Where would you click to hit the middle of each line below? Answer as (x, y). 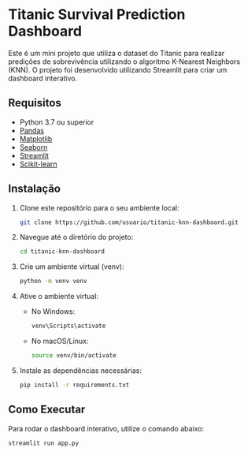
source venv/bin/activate (74, 356)
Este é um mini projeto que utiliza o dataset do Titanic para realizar (117, 53)
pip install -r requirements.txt (74, 385)
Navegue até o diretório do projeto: (76, 237)
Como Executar (47, 410)
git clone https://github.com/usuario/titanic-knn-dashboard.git (129, 222)
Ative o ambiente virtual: (59, 296)
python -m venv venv (53, 282)
